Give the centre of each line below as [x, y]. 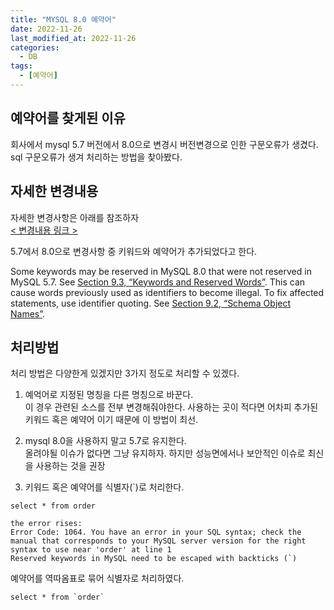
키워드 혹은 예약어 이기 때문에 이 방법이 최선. [111, 420]
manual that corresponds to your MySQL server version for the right [158, 541]
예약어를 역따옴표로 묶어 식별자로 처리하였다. [97, 578]
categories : [35, 47]
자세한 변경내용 [54, 191]
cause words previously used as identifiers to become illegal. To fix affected [167, 292]
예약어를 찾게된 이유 [68, 118]
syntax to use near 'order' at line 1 [91, 550]
